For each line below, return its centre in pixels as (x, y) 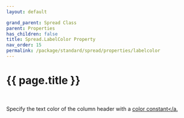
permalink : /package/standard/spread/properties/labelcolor (84, 51)
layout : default (27, 12)
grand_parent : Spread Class (42, 23)
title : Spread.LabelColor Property (51, 40)
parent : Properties (31, 28)
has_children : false (32, 34)
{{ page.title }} (43, 80)
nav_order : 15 (24, 45)
